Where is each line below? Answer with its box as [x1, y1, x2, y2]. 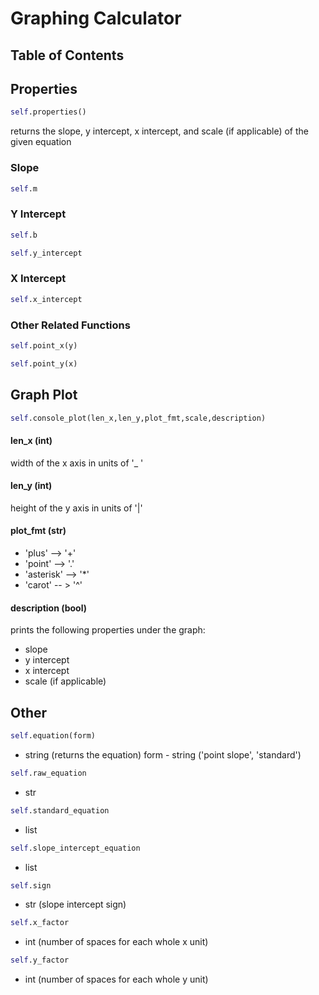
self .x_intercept [10, 294, 83, 304]
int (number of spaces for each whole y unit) [24, 973, 209, 986]
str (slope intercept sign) [24, 898, 127, 911]
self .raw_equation [10, 768, 87, 778]
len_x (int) [10, 434, 53, 446]
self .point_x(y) [10, 340, 78, 351]
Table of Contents [10, 47, 125, 64]
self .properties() [10, 107, 87, 117]
